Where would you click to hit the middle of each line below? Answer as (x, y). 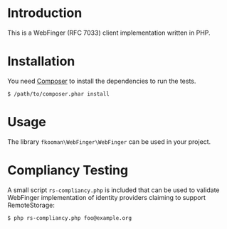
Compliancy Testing (68, 170)
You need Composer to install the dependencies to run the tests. (102, 81)
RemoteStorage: (31, 205)
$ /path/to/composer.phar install (59, 94)
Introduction (45, 13)
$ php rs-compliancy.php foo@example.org (70, 218)
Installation (41, 61)
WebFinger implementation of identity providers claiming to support (107, 197)
